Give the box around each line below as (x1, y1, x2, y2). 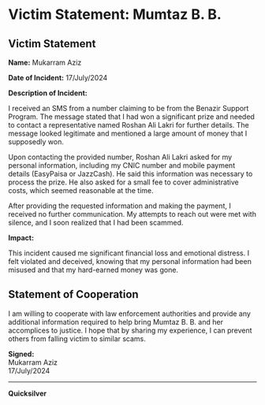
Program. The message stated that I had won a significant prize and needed (8, 112, 255, 121)
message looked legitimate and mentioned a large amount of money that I (8, 128, 248, 138)
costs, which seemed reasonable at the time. (8, 186, 154, 195)
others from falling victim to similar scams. (8, 333, 146, 344)
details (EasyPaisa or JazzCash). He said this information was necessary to (8, 169, 253, 178)
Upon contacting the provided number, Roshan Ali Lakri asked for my (8, 152, 233, 162)
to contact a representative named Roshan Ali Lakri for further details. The (8, 121, 250, 129)
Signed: (8, 349, 35, 359)
